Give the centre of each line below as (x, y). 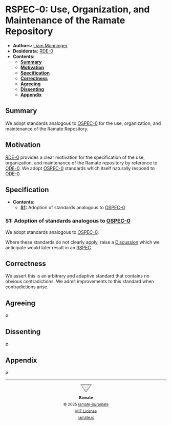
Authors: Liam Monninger (40, 45)
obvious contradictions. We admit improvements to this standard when (80, 282)
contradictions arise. (27, 287)
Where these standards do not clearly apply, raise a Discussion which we (82, 242)
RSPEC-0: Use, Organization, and (78, 10)
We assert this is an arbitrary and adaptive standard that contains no (78, 276)
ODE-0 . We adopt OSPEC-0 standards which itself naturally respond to (80, 168)
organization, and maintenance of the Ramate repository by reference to (81, 162)
